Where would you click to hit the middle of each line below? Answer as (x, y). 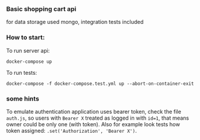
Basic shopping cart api (41, 9)
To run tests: (22, 72)
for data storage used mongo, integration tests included (75, 22)
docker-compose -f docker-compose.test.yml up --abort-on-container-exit (100, 83)
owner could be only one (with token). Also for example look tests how (93, 124)
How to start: (25, 38)
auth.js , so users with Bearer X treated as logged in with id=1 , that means (98, 118)
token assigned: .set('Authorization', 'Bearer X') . (72, 130)
